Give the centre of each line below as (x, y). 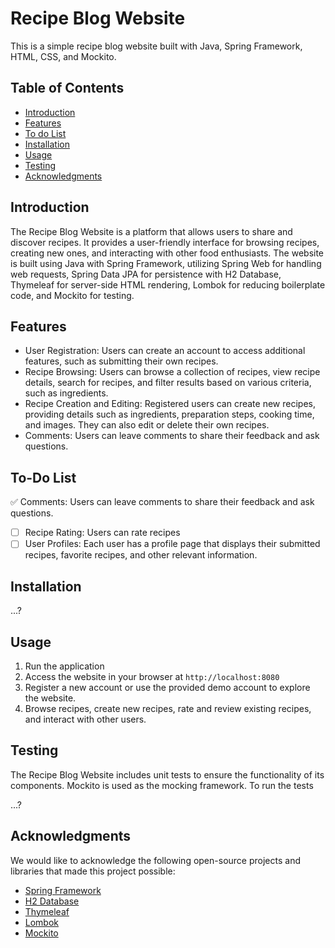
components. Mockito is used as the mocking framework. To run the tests (162, 785)
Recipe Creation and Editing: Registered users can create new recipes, (170, 404)
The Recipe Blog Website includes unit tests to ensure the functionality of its (167, 774)
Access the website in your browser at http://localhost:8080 (152, 676)
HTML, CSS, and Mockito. (63, 56)
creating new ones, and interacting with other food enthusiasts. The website (167, 253)
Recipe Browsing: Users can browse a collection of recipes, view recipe (172, 372)
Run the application (64, 666)
